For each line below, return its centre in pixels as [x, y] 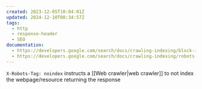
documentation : [25, 45]
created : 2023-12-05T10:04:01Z [45, 12]
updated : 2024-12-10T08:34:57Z [45, 17]
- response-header [35, 34]
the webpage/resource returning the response [64, 79]
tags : [13, 23]
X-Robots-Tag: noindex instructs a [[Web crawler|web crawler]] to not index [100, 73]
